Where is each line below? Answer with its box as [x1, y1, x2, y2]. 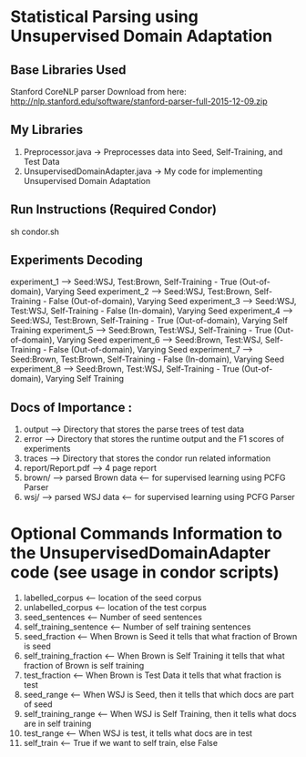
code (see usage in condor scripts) [10, 562, 280, 583]
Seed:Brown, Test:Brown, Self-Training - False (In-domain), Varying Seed [10, 353, 285, 365]
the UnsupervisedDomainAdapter [10, 543, 271, 564]
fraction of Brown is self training [23, 660, 145, 671]
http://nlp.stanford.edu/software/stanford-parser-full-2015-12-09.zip [10, 96, 268, 107]
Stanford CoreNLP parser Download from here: [10, 87, 187, 97]
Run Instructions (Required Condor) [10, 202, 218, 218]
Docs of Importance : [10, 399, 133, 415]
